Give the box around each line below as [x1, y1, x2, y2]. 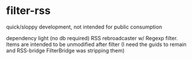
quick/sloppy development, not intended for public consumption [6, 23, 162, 30]
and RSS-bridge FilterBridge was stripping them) [6, 47, 125, 54]
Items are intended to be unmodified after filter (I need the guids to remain [6, 41, 187, 48]
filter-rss [6, 4, 51, 17]
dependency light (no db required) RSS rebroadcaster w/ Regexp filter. [6, 34, 178, 41]
